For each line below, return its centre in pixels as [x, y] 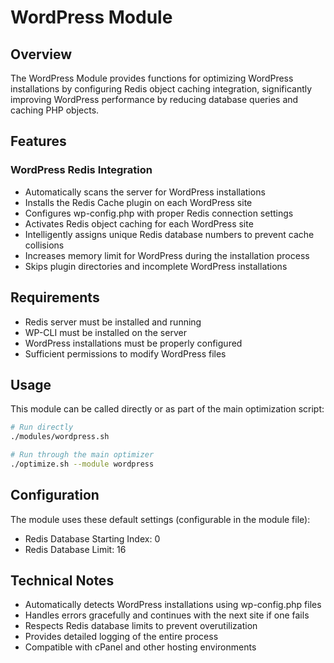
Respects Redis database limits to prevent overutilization [141, 626]
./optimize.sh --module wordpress [82, 464]
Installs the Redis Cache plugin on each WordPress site [138, 202]
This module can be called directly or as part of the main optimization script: [167, 409]
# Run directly [42, 427]
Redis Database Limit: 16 [75, 549]
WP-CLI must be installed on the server [105, 332]
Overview [41, 54]
